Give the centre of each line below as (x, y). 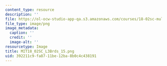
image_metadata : (22, 28)
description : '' (22, 14)
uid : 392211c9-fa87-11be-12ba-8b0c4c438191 (51, 56)
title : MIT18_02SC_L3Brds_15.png (40, 51)
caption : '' (22, 33)
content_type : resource (30, 10)
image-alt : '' (24, 42)
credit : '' (21, 38)
